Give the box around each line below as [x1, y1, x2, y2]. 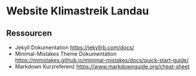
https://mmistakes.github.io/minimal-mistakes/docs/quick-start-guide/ [14, 57, 189, 63]
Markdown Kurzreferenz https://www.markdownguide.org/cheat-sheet [14, 63, 190, 70]
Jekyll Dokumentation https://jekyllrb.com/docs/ [14, 44, 135, 51]
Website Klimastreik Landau [6, 4, 149, 18]
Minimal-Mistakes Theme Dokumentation [14, 50, 117, 57]
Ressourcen [6, 28, 52, 38]
